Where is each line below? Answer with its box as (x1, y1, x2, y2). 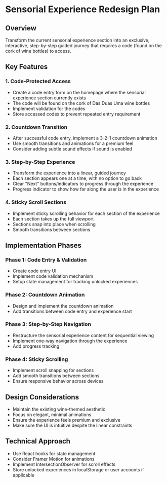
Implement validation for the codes (12, 105, 86, 112)
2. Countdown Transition (5, 123, 67, 130)
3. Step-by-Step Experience (5, 158, 75, 165)
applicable (12, 472, 34, 478)
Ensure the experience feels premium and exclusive (12, 417, 120, 423)
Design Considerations (5, 393, 79, 401)
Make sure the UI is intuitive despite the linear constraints (12, 422, 133, 428)
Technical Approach (5, 437, 71, 445)
